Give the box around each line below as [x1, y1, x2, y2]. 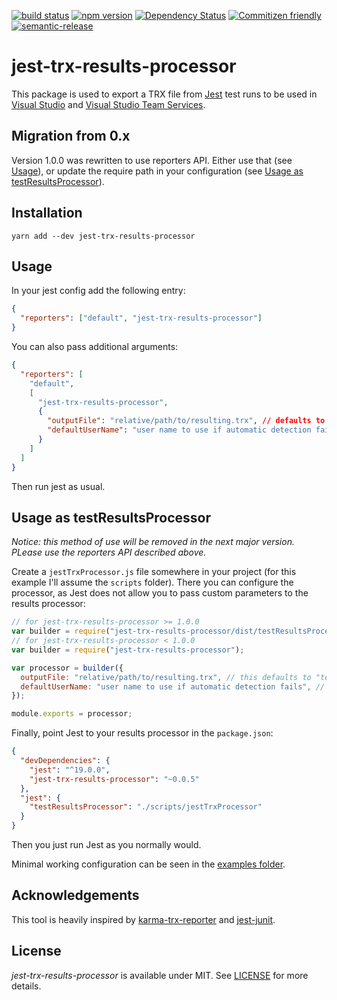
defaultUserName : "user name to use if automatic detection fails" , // [20, 681, 326, 692]
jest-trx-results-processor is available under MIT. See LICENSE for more [11, 969, 309, 981]
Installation [11, 205, 83, 222]
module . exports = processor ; [11, 709, 133, 719]
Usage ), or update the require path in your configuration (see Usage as [11, 165, 304, 177]
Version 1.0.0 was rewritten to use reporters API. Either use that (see [11, 154, 293, 166]
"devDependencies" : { [20, 756, 111, 766]
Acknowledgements [11, 887, 140, 904]
